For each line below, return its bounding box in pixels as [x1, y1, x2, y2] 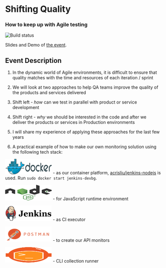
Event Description [5, 56, 62, 65]
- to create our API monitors [53, 237, 110, 243]
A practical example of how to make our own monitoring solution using [12, 144, 157, 150]
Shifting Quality [5, 3, 71, 15]
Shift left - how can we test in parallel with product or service [12, 99, 137, 105]
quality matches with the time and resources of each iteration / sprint [12, 75, 154, 81]
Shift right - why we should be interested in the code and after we [12, 114, 147, 120]
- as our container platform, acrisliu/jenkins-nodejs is [53, 170, 161, 176]
